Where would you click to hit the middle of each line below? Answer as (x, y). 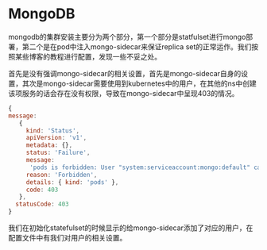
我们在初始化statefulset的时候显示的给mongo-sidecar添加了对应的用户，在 (131, 228)
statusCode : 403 (42, 204)
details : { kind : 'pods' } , (72, 182)
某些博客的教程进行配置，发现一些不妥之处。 (88, 56)
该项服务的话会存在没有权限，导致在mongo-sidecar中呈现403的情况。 (124, 93)
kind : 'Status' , (53, 131)
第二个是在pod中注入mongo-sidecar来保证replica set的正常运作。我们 (137, 46)
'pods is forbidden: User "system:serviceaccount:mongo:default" (139, 167)
